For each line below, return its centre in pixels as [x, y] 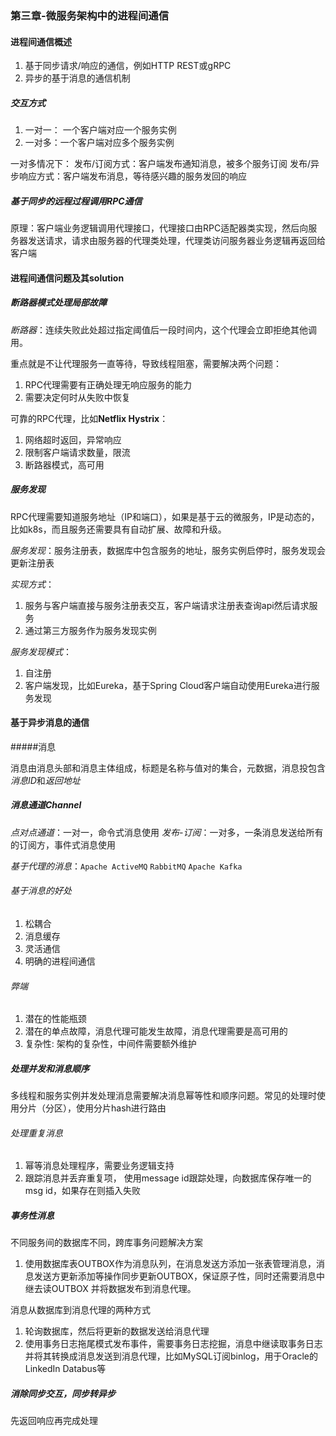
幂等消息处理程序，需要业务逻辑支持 [99, 1166]
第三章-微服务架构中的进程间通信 [90, 15]
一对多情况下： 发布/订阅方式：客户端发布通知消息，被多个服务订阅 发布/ [160, 164]
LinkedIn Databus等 [65, 1369]
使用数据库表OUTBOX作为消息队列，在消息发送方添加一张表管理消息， [170, 1264]
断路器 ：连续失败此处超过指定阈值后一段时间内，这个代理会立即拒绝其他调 [163, 329]
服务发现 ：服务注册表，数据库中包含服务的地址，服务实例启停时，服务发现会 [168, 550]
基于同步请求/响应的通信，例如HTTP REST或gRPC [128, 66]
